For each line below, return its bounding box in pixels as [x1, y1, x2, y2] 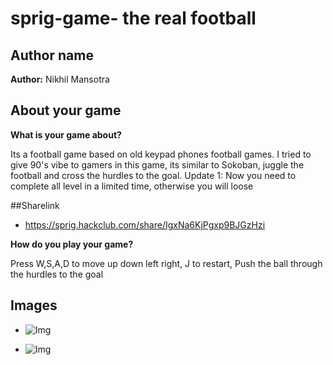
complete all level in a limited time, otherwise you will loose [10, 180, 254, 192]
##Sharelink [10, 199, 60, 211]
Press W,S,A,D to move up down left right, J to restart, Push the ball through [10, 257, 323, 269]
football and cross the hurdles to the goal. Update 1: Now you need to [10, 169, 297, 181]
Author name [10, 47, 94, 64]
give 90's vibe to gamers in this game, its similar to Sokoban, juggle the [10, 158, 305, 171]
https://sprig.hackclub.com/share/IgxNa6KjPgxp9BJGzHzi [24, 218, 266, 231]
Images [10, 297, 58, 314]
